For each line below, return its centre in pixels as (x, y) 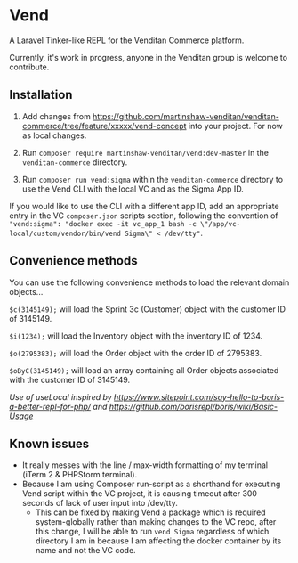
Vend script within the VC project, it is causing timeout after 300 (140, 494)
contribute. (29, 67)
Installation (41, 95)
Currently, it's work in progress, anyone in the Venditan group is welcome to (148, 57)
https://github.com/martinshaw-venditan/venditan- (186, 116)
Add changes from (56, 116)
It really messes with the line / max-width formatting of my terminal (145, 465)
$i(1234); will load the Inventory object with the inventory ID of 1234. (136, 336)
